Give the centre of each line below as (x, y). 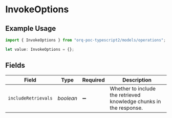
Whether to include (133, 88)
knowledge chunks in (135, 101)
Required (93, 80)
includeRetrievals (30, 98)
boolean (68, 98)
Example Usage (31, 28)
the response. (126, 108)
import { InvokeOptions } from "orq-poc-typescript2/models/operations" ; (86, 40)
